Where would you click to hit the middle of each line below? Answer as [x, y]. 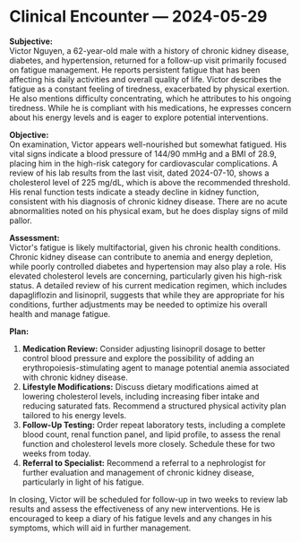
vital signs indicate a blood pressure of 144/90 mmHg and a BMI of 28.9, [143, 153]
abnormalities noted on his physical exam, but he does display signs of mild [149, 211]
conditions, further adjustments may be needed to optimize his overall [138, 304]
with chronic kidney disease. [75, 377]
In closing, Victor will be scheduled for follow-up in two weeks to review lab [149, 499]
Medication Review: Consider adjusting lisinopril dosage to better [144, 348]
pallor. [21, 220]
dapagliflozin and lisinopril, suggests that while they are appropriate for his [147, 295]
